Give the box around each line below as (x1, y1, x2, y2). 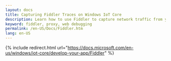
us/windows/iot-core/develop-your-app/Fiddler (5, 50, 105, 56)
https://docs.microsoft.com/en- (68, 45, 134, 50)
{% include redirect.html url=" (5, 45, 68, 50)
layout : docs (5, 7, 33, 13)
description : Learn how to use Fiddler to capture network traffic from (5, 17, 163, 22)
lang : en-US (5, 31, 31, 36)
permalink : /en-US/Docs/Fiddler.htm (5, 26, 83, 31)
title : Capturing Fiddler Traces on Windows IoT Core (5, 12, 122, 17)
